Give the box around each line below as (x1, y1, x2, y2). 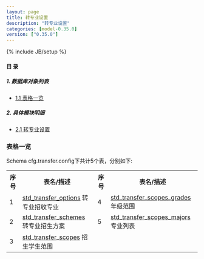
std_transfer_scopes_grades (110, 193, 191, 201)
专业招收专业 (22, 203, 59, 211)
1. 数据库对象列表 (6, 78, 49, 85)
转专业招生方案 (22, 221, 66, 230)
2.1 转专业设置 (15, 126, 50, 133)
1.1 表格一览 (15, 94, 44, 101)
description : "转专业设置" (6, 20, 70, 26)
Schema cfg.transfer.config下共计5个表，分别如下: (6, 157, 132, 164)
